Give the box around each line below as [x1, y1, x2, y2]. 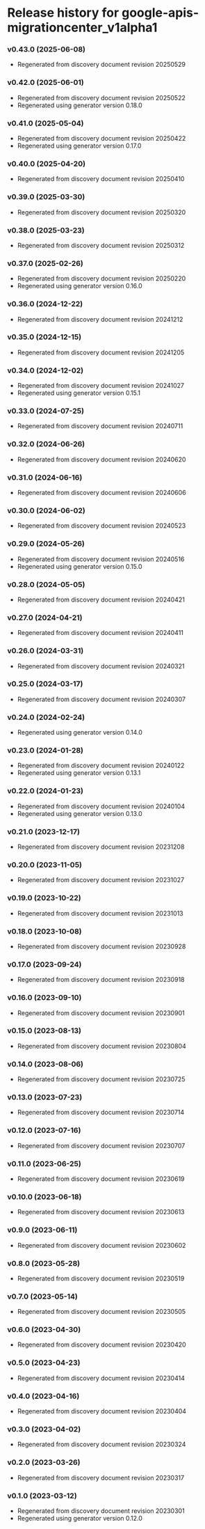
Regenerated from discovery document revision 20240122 [17, 761, 185, 770]
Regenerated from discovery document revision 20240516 [17, 555, 185, 563]
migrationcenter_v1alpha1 [7, 19, 158, 36]
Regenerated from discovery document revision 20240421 [17, 595, 186, 604]
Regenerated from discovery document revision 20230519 [17, 1274, 185, 1283]
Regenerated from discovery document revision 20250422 [17, 134, 186, 143]
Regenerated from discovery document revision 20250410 [17, 175, 185, 183]
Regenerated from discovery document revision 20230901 [17, 1008, 186, 1017]
